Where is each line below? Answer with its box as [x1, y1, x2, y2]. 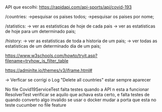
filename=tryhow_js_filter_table [5, 58, 69, 63]
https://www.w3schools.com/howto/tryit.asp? [5, 53, 98, 58]
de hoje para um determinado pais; [5, 28, 76, 34]
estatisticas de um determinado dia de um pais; [5, 43, 101, 49]
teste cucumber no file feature [5, 102, 66, 108]
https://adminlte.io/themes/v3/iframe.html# [5, 67, 92, 73]
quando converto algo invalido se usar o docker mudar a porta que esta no [5, 97, 157, 103]
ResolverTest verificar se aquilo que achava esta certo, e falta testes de [5, 92, 150, 97]
